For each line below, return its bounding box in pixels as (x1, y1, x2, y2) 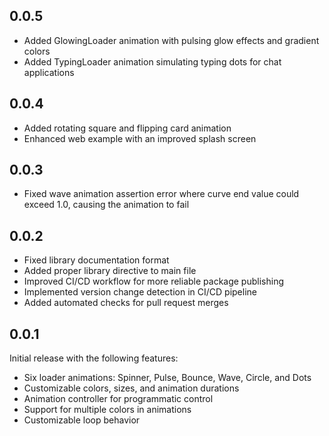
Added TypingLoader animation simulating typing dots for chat (23, 55, 282, 68)
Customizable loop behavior (23, 414, 141, 426)
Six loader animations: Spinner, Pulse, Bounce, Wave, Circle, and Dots (23, 372, 312, 384)
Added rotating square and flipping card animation (23, 122, 232, 134)
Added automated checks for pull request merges (23, 297, 229, 309)
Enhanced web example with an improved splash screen (23, 132, 257, 144)
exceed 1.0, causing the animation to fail (23, 199, 190, 211)
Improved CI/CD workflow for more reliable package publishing (23, 275, 284, 288)
